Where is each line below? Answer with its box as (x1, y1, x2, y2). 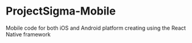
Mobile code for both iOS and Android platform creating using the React (5, 24, 187, 31)
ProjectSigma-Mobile (5, 4, 116, 18)
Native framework (5, 30, 51, 38)
